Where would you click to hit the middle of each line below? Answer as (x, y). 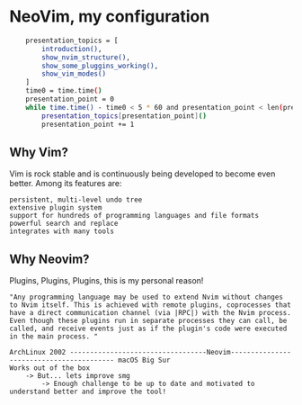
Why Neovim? (49, 259)
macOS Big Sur (144, 360)
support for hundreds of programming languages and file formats (134, 216)
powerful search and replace (64, 224)
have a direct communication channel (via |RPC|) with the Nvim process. (151, 313)
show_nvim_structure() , (86, 57)
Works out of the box (50, 368)
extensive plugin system (56, 208)
